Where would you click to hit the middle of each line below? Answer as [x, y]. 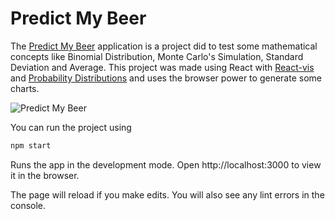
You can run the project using [71, 127]
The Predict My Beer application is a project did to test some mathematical [164, 46]
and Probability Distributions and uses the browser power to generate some [166, 78]
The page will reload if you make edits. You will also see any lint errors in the [167, 194]
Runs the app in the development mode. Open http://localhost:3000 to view [166, 164]
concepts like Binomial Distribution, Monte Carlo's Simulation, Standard [157, 56]
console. [28, 205]
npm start [31, 145]
